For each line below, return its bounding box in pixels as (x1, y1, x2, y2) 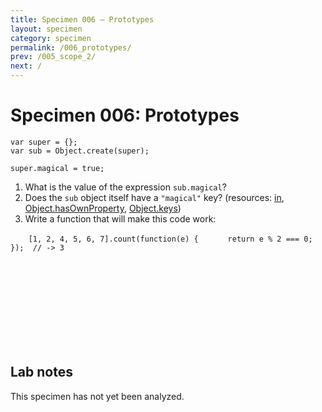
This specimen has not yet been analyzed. (10, 390, 185, 402)
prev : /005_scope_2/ (10, 52, 97, 62)
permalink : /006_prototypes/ (10, 42, 132, 53)
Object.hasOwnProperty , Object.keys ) (24, 202, 182, 214)
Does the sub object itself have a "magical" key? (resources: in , (24, 191, 285, 203)
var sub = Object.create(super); (10, 146, 150, 156)
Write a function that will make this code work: (24, 212, 217, 225)
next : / (10, 61, 43, 71)
